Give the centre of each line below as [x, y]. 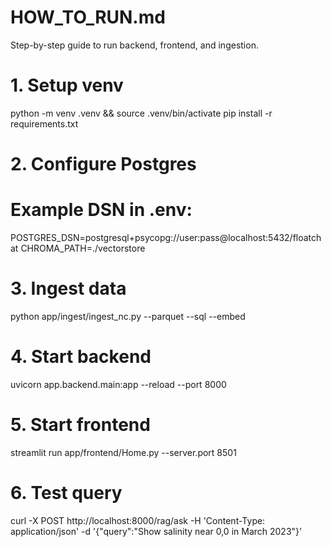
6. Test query [66, 493]
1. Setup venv [67, 85]
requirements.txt [44, 123]
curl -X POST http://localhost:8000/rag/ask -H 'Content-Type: [138, 520]
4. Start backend [81, 357]
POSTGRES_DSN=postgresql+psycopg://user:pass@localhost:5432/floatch [166, 237]
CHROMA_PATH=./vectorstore [83, 248]
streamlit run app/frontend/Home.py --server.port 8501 [123, 452]
